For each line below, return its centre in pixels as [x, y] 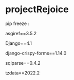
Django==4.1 [19, 43]
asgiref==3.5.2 [21, 33]
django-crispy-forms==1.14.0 [36, 53]
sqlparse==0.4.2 [23, 63]
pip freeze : [17, 23]
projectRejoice [37, 9]
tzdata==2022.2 [23, 73]
